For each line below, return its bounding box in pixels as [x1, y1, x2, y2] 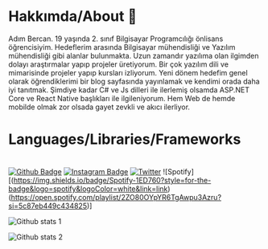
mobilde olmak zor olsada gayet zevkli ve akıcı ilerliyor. [8, 102, 191, 112]
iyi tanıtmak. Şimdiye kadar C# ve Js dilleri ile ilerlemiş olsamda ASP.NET [8, 84, 249, 95]
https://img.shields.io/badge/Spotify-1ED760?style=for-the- [13, 176, 212, 186]
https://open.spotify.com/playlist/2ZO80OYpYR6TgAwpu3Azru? [10, 193, 222, 202]
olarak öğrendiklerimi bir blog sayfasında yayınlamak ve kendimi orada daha [8, 76, 260, 86]
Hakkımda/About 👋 [8, 7, 138, 26]
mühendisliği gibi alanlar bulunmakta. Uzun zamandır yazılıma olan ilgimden [8, 51, 259, 60]
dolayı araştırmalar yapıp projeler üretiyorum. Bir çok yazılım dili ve [8, 59, 229, 69]
